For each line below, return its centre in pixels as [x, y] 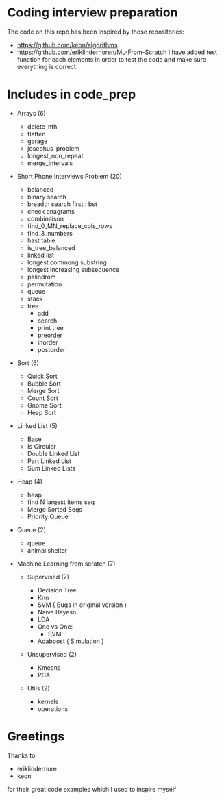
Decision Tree [57, 590]
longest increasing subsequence [73, 269]
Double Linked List [53, 453]
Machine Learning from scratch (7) [66, 564]
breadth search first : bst [62, 204]
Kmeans [49, 667]
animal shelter [47, 550]
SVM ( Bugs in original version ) [82, 605]
